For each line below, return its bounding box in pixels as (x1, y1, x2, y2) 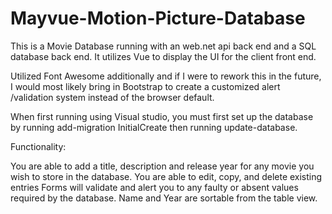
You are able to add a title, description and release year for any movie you (10, 160, 315, 172)
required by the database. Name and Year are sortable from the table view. (10, 192, 318, 204)
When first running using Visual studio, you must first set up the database (10, 110, 314, 122)
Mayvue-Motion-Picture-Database (10, 7, 306, 30)
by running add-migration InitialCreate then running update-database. (10, 121, 298, 133)
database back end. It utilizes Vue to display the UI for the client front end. (10, 50, 317, 62)
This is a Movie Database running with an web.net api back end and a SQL (10, 40, 317, 52)
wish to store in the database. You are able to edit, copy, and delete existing (10, 170, 323, 182)
